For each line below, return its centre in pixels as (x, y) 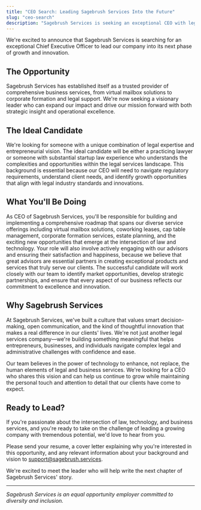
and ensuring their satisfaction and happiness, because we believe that (94, 254)
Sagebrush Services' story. (39, 477)
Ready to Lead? (36, 408)
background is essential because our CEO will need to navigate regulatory (98, 170)
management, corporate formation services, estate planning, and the (91, 235)
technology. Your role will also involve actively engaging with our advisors (97, 248)
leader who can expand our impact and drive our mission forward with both (99, 105)
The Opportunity (38, 72)
